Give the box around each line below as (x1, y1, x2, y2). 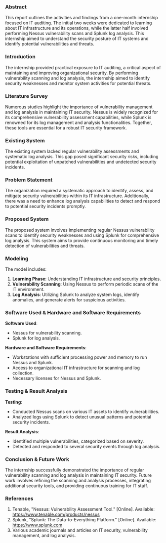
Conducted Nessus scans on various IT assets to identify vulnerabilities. (12, 409, 160, 415)
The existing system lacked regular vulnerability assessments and (5, 148, 139, 154)
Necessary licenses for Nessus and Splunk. (12, 376, 101, 381)
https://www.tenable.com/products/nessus (12, 511, 100, 517)
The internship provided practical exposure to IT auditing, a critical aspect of (5, 64, 161, 70)
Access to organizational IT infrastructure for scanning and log (12, 365, 140, 371)
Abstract (5, 3, 27, 10)
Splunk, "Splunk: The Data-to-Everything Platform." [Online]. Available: (12, 517, 157, 523)
